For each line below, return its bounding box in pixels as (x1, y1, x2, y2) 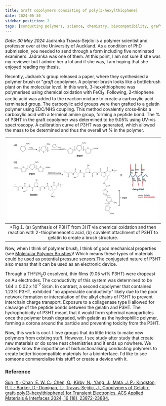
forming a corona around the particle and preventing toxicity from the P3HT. (5, 320, 160, 326)
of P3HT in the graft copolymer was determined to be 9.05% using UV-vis (5, 117, 156, 123)
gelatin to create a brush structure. (47, 235, 119, 241)
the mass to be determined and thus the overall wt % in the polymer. (5, 127, 144, 133)
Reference (5, 368, 31, 375)
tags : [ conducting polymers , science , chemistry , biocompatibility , (5, 24, 149, 29)
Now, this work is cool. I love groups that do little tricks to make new (5, 329, 144, 335)
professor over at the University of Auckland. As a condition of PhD (5, 43, 142, 49)
